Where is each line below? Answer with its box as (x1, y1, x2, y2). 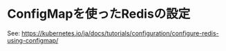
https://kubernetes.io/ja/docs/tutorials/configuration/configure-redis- (21, 29, 219, 37)
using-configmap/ (7, 36, 59, 44)
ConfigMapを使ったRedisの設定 (7, 6, 191, 22)
